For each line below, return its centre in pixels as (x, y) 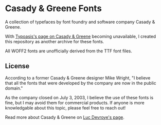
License (17, 66)
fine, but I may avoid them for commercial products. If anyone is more (75, 103)
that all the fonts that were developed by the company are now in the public (81, 83)
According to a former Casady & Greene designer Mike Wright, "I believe (78, 78)
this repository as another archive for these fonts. (55, 41)
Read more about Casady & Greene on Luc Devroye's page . (65, 117)
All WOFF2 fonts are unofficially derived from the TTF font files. (69, 51)
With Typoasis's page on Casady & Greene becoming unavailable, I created (80, 36)
